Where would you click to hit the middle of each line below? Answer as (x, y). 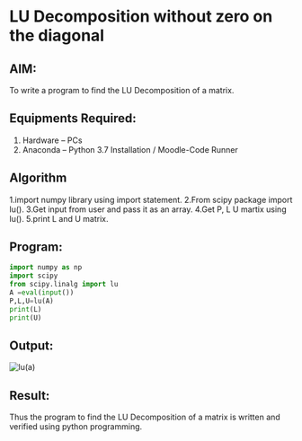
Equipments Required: (73, 119)
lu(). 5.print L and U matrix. (59, 218)
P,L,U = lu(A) (31, 301)
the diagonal (57, 35)
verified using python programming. (76, 427)
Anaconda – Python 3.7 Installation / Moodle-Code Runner (130, 149)
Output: (31, 345)
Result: (30, 396)
